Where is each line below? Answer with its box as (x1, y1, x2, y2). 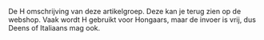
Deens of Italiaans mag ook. (8, 24, 101, 32)
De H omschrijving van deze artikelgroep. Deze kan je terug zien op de (8, 7, 242, 16)
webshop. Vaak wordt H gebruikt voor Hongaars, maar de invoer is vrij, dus (8, 15, 256, 24)
